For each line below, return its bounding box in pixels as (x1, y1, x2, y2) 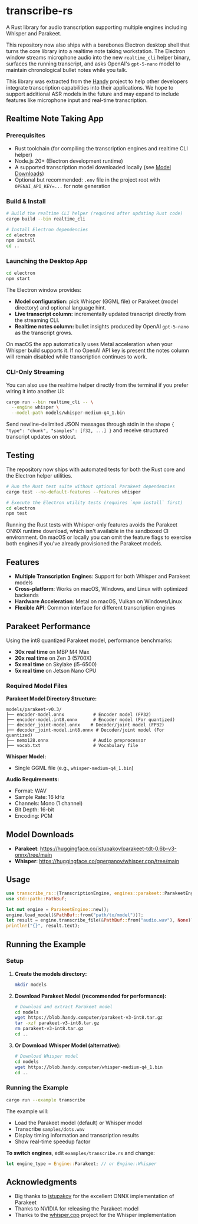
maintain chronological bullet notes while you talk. (6, 66, 128, 73)
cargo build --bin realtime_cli (6, 216, 85, 222)
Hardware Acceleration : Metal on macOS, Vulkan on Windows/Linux (14, 598, 182, 605)
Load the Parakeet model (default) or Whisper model (14, 1119, 143, 1126)
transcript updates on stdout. (6, 433, 77, 440)
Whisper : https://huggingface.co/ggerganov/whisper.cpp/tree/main (14, 858, 180, 865)
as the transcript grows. (14, 329, 72, 337)
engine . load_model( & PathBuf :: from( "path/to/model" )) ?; (6, 912, 144, 918)
